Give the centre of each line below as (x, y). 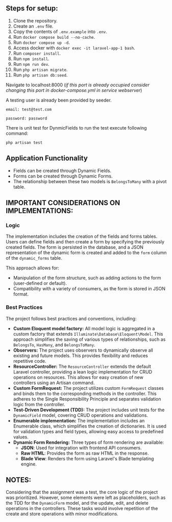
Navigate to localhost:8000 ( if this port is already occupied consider (78, 85)
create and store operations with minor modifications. (62, 514)
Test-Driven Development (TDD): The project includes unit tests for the (89, 410)
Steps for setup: (32, 8)
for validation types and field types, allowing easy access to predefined (88, 431)
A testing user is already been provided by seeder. (59, 100)
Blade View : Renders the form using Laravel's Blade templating (87, 458)
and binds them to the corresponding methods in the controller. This (85, 393)
